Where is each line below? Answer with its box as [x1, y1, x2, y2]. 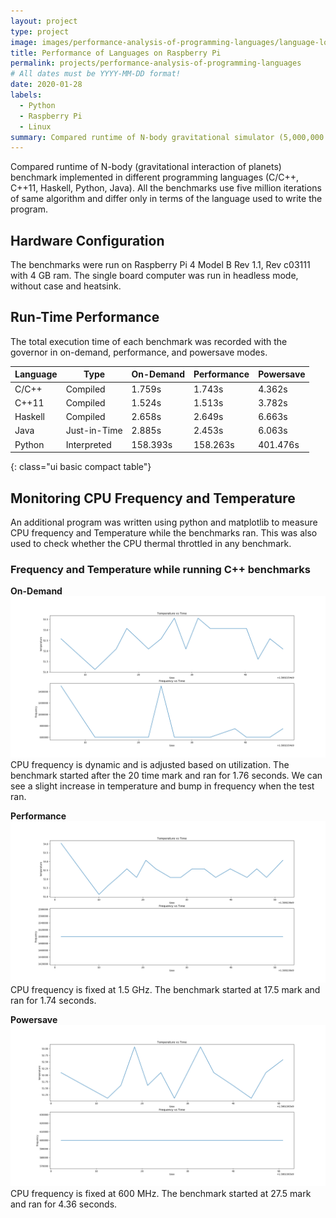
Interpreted [65, 438, 112, 450]
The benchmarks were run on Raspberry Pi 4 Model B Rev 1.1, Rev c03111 [10, 259, 311, 271]
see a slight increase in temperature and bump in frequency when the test [10, 780, 315, 792]
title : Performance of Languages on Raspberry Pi [10, 48, 222, 58]
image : [10, 37, 38, 47]
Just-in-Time [65, 425, 123, 437]
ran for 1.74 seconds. [10, 995, 97, 1007]
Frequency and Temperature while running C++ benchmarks [10, 562, 311, 576]
